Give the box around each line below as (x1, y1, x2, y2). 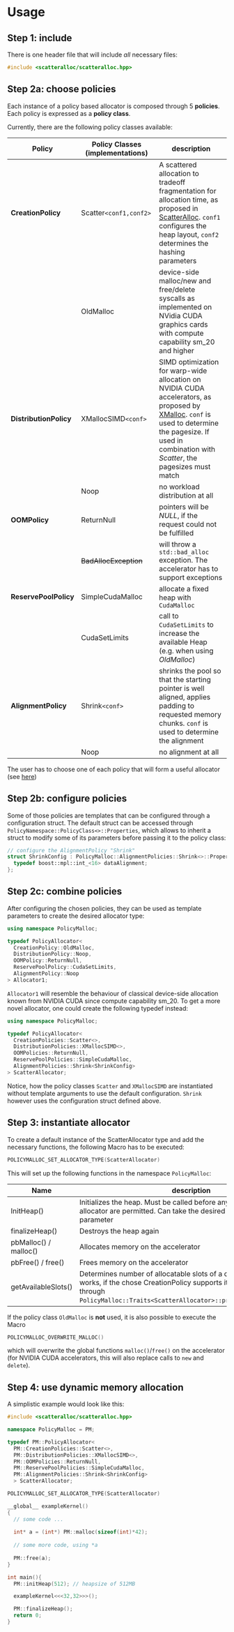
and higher (159, 346, 195, 355)
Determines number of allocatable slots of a (79, 1268, 223, 1278)
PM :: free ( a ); (13, 1555, 52, 1561)
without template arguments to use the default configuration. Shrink (7, 1089, 202, 1097)
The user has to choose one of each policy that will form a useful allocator (7, 765, 221, 773)
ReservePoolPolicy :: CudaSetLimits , (13, 964, 117, 971)
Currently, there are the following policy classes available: (7, 123, 173, 131)
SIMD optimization (159, 357, 219, 366)
